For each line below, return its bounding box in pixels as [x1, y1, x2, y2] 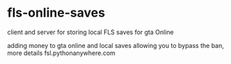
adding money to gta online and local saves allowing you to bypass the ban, [7, 41, 225, 49]
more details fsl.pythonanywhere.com [7, 49, 116, 57]
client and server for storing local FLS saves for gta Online [7, 28, 174, 36]
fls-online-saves [7, 5, 106, 21]
